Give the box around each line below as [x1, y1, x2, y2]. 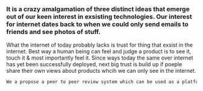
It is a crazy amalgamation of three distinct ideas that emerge [6, 5, 190, 13]
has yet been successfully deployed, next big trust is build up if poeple [6, 61, 182, 68]
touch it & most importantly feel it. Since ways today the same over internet [6, 54, 193, 62]
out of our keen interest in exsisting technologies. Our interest [6, 12, 192, 21]
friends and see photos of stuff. [6, 27, 101, 36]
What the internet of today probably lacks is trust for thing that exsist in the [6, 41, 193, 49]
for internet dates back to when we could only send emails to [6, 20, 189, 29]
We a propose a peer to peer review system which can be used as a [6, 79, 180, 85]
